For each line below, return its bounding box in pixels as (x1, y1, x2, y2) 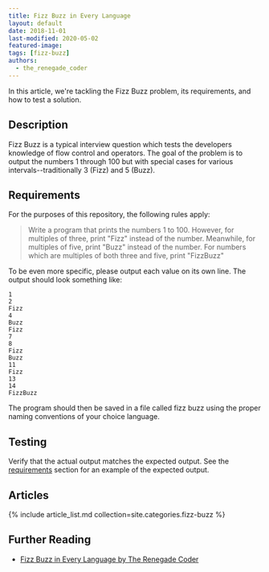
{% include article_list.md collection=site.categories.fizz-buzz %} (8, 510, 226, 519)
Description (8, 118, 68, 132)
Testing (8, 435, 47, 449)
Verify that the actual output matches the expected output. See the (8, 456, 230, 467)
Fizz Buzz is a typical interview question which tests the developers (8, 139, 233, 149)
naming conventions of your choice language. (8, 412, 161, 422)
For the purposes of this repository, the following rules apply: (8, 210, 210, 220)
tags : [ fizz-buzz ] (8, 49, 70, 57)
